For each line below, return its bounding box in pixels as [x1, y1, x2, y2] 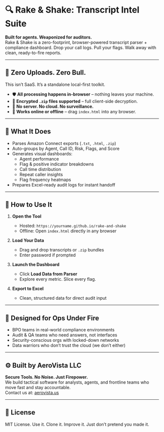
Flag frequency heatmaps [19, 177, 71, 183]
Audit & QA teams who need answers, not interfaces [12, 332, 118, 338]
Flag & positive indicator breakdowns [19, 161, 94, 167]
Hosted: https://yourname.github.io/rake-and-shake [19, 223, 126, 229]
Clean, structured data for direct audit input [19, 295, 107, 301]
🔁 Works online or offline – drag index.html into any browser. [12, 108, 137, 114]
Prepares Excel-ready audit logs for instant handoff [12, 182, 116, 187]
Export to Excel [12, 286, 44, 291]
